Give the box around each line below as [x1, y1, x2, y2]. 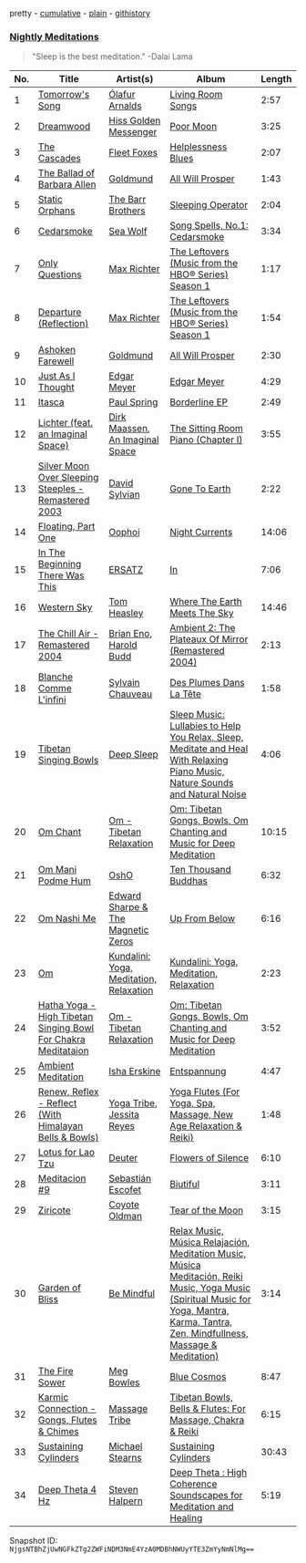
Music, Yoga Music [169, 1281, 251, 1294]
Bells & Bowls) [37, 1131, 99, 1144]
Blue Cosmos [169, 1371, 227, 1383]
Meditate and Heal [169, 742, 249, 755]
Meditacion [37, 1172, 87, 1185]
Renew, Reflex [37, 1085, 99, 1098]
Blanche [37, 670, 74, 683]
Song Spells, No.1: [169, 219, 249, 232]
